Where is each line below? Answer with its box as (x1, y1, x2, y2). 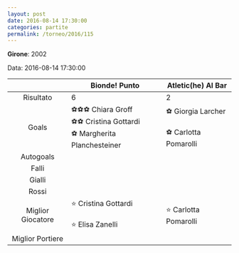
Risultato (23, 93, 53, 103)
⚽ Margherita (70, 129, 116, 139)
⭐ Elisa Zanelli (70, 220, 118, 229)
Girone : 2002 (7, 50, 48, 58)
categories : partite (7, 24, 69, 31)
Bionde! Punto (90, 81, 140, 91)
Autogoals (20, 152, 55, 162)
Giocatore (21, 215, 55, 224)
